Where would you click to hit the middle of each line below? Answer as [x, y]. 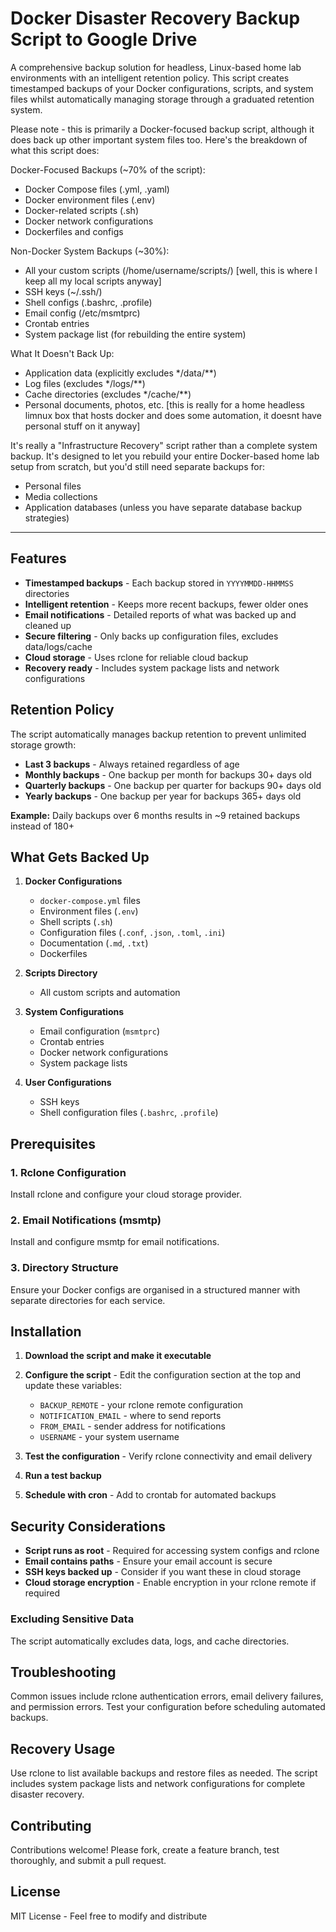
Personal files [53, 486]
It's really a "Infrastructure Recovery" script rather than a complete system [164, 445]
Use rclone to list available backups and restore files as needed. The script [164, 1773]
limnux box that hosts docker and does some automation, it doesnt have [173, 415]
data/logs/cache [58, 646]
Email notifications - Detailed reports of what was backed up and [160, 614]
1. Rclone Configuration [68, 1172]
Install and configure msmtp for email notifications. [115, 1242]
